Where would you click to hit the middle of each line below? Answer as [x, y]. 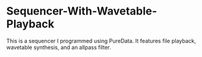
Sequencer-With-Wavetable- [82, 11]
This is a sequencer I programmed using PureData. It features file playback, [101, 41]
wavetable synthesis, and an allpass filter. [59, 47]
